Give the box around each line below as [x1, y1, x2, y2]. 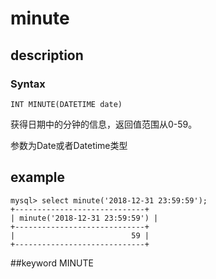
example [10, 169, 66, 186]
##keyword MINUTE [10, 257, 94, 269]
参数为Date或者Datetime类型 [10, 139, 128, 151]
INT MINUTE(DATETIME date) [10, 99, 123, 109]
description [10, 47, 84, 64]
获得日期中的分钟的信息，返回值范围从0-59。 [10, 118, 198, 130]
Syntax [10, 77, 46, 91]
